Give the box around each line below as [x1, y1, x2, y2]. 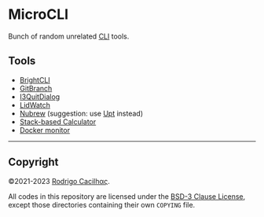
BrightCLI [19, 75, 51, 84]
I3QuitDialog [19, 92, 60, 101]
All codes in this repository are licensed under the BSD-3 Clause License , [8, 191, 246, 201]
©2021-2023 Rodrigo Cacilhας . [8, 176, 110, 186]
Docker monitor [19, 125, 71, 134]
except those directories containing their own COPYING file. [8, 200, 196, 209]
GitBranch [19, 83, 53, 93]
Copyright [8, 156, 59, 169]
